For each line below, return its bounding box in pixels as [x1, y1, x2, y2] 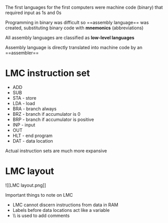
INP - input [12, 121, 35, 128]
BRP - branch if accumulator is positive [12, 116, 95, 122]
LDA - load [12, 100, 35, 106]
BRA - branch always [12, 106, 57, 112]
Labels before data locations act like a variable [12, 207, 110, 213]
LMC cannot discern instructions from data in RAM [12, 202, 118, 208]
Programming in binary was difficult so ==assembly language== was [5, 20, 149, 25]
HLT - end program [12, 132, 53, 139]
